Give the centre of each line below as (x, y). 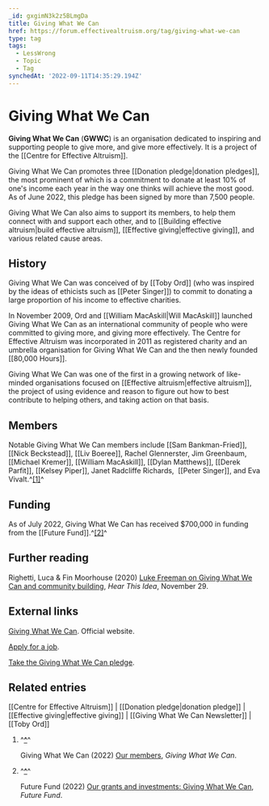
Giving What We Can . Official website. (71, 631)
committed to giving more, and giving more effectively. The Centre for (124, 333)
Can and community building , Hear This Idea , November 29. (108, 586)
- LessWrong (36, 53)
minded (21, 383)
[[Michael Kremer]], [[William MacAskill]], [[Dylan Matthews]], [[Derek (124, 462)
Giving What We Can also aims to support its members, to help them (122, 212)
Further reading (48, 558)
